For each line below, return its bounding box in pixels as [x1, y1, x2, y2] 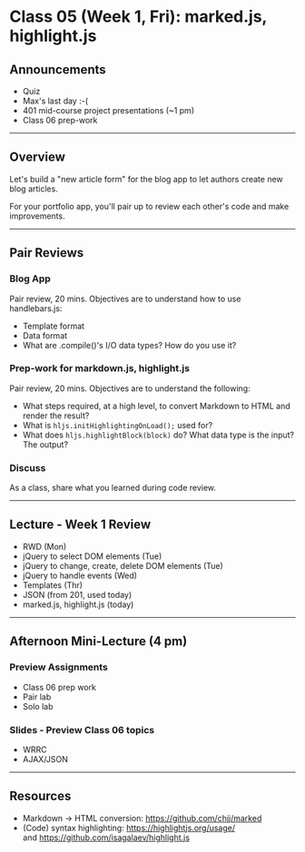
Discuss [9, 461, 46, 474]
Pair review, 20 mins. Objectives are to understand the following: [9, 383, 251, 394]
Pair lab [22, 691, 52, 702]
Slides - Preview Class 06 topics [9, 723, 155, 736]
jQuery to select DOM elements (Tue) [22, 551, 162, 562]
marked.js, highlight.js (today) [22, 599, 134, 610]
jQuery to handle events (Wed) [22, 570, 138, 581]
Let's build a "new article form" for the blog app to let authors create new [9, 173, 283, 184]
